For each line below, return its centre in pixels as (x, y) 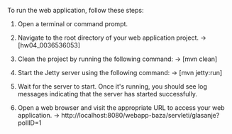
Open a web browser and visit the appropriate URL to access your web (121, 108)
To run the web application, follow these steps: (76, 10)
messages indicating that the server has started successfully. (107, 94)
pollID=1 (29, 123)
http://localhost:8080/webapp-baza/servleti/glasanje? (140, 115)
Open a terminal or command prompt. (73, 24)
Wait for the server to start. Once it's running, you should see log (112, 86)
